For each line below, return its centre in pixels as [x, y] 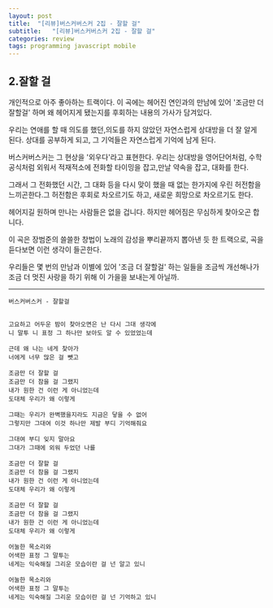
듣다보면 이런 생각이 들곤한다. [55, 250]
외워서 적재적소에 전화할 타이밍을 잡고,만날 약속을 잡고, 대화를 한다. [143, 167]
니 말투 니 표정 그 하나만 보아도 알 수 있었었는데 [80, 333]
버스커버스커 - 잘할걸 [39, 302]
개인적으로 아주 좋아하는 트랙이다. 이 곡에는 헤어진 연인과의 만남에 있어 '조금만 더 [136, 102]
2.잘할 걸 [30, 81]
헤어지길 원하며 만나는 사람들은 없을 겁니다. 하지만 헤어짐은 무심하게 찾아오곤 [130, 211]
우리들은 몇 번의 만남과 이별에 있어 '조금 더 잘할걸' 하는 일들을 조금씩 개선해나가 [134, 267]
